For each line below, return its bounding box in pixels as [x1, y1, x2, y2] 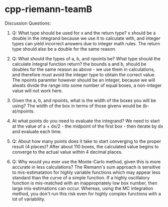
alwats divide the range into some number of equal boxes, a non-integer [12, 82, 162, 88]
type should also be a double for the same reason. [12, 46, 117, 52]
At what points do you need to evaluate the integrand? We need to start [12, 118, 160, 124]
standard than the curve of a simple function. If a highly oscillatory [12, 174, 150, 180]
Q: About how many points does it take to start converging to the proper [12, 138, 161, 144]
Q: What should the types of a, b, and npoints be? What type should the [12, 55, 161, 61]
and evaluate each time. [12, 128, 62, 134]
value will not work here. [12, 87, 63, 93]
